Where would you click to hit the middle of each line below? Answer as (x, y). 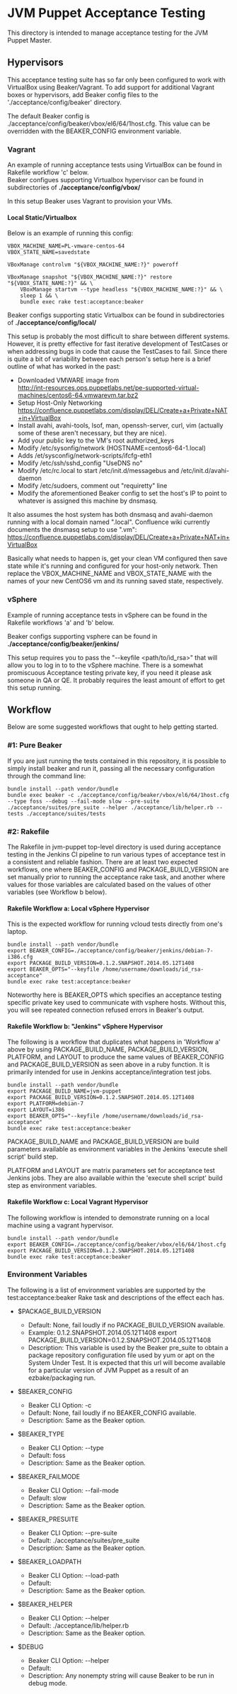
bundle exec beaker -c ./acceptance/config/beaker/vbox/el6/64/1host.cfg (118, 795)
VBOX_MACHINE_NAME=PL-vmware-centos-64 (66, 246)
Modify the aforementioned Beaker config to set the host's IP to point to (122, 494)
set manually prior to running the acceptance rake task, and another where (116, 876)
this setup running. (35, 687)
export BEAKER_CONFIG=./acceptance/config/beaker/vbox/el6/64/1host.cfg (117, 1244)
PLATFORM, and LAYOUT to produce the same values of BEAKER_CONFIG (116, 1057)
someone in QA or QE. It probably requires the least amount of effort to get (116, 680)
